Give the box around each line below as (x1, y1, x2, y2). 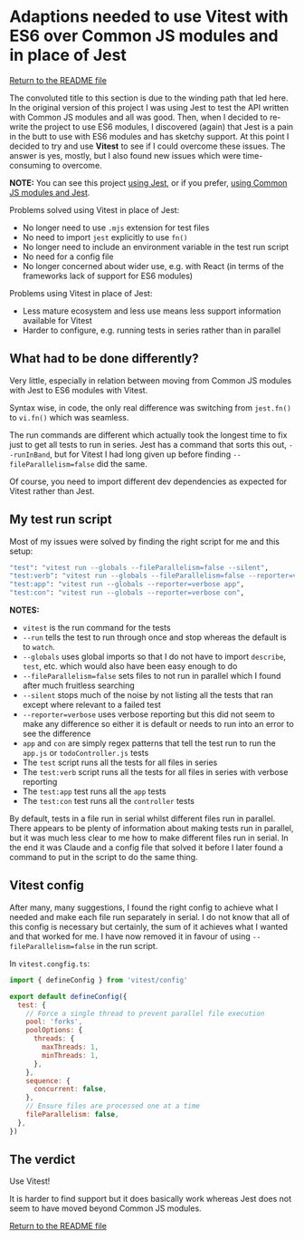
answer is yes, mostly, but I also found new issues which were (9, 150, 242, 160)
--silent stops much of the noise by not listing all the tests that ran (22, 690, 274, 701)
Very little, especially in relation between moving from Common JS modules (9, 374, 292, 386)
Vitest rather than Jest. (9, 485, 95, 496)
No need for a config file (22, 251, 114, 262)
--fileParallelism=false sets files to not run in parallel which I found (22, 671, 281, 682)
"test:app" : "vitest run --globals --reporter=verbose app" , (9, 580, 245, 589)
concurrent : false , (33, 1085, 107, 1094)
